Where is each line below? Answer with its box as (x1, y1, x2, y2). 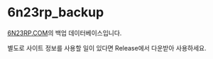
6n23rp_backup (7, 4, 104, 21)
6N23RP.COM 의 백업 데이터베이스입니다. (7, 28, 122, 37)
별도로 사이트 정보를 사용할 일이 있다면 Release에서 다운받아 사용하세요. (7, 43, 207, 52)
